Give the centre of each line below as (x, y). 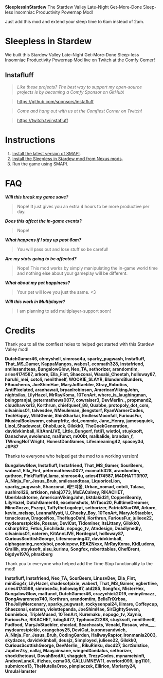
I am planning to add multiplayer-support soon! (64, 311)
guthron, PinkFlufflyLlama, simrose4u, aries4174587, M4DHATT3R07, (77, 476)
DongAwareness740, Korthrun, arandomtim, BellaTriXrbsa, (66, 599)
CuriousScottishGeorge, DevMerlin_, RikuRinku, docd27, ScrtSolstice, (77, 645)
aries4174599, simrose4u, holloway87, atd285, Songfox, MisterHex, (75, 589)
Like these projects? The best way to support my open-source (79, 87)
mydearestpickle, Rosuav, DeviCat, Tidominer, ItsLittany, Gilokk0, (73, 523)
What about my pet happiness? (38, 283)
